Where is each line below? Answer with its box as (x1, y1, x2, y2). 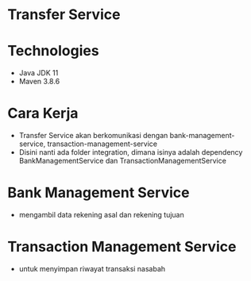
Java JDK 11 (18, 68, 59, 78)
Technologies (7, 42, 100, 60)
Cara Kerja (7, 105, 79, 122)
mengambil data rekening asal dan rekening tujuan (18, 210, 184, 219)
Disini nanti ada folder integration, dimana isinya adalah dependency (18, 148, 243, 157)
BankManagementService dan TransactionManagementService (18, 156, 227, 166)
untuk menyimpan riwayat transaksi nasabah (18, 264, 166, 273)
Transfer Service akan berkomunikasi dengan (18, 131, 168, 140)
